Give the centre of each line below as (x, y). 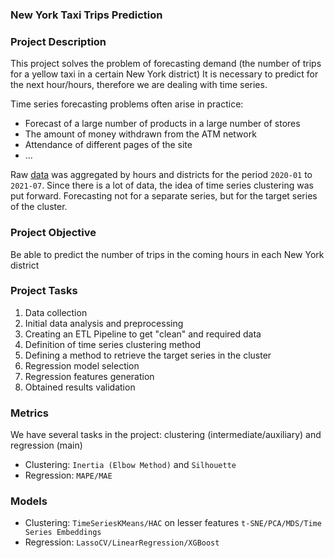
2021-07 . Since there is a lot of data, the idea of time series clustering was (162, 185)
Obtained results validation (80, 387)
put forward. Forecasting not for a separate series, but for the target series (164, 196)
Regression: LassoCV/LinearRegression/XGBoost (122, 542)
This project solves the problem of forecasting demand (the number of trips (166, 64)
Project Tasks (44, 291)
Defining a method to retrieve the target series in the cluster (148, 355)
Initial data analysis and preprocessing (104, 323)
